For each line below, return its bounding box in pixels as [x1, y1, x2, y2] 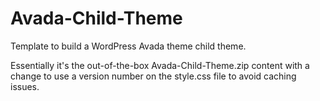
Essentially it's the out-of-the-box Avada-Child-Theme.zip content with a [10, 59, 310, 71]
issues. [10, 80, 40, 92]
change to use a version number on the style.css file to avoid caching [10, 70, 297, 82]
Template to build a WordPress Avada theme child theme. [10, 40, 247, 52]
